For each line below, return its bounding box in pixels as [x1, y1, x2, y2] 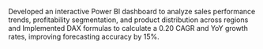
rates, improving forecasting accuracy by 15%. [8, 32, 160, 41]
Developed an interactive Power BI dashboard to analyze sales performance [8, 7, 256, 16]
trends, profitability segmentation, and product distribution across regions [8, 15, 249, 24]
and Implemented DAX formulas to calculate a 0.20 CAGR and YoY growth [8, 24, 249, 32]
